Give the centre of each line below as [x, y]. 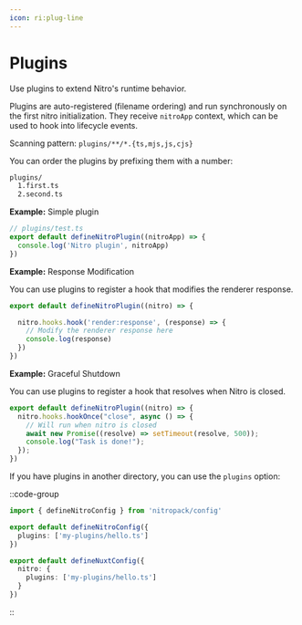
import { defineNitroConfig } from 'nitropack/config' [116, 511]
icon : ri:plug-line [47, 18]
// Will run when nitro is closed [91, 425]
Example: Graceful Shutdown [65, 373]
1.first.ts [38, 186]
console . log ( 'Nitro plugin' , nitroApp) [94, 245]
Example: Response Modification [72, 271]
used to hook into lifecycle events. [74, 125]
